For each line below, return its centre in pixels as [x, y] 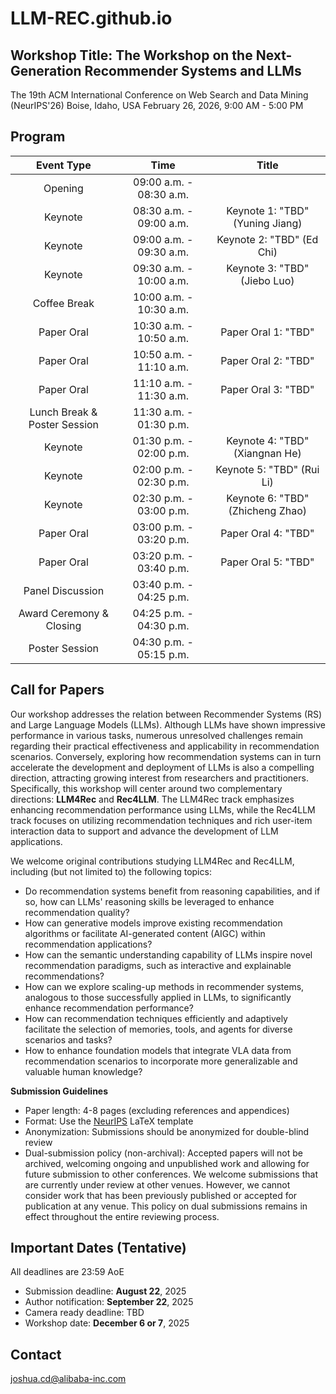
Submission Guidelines [59, 1091]
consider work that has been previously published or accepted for [161, 1195]
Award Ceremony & [64, 613]
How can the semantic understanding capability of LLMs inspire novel [168, 954]
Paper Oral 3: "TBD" [267, 389]
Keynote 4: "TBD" [268, 440]
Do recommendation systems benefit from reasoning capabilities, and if [172, 891]
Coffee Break [63, 303]
